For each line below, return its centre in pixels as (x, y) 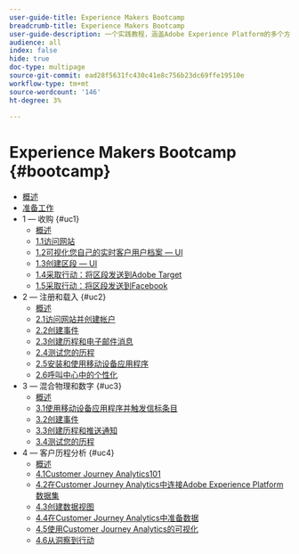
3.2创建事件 (57, 420)
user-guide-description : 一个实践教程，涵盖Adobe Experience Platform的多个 (147, 34)
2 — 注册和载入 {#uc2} (64, 297)
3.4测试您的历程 (65, 442)
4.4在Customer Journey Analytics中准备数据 (117, 518)
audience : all (36, 42)
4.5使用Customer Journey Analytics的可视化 (117, 529)
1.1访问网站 (55, 241)
